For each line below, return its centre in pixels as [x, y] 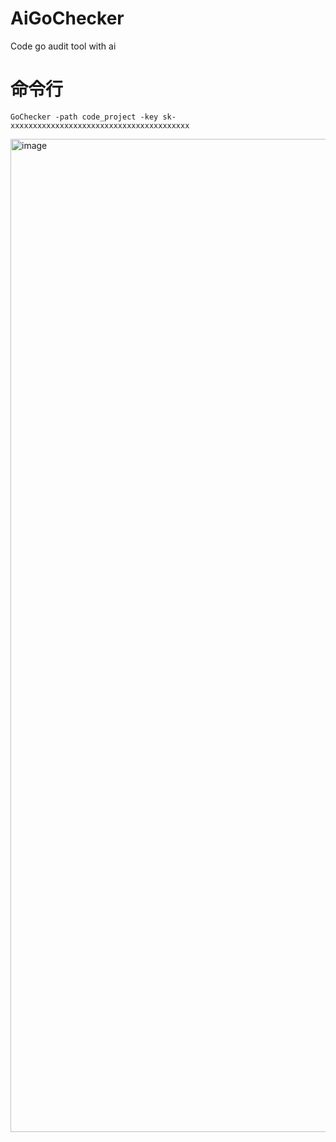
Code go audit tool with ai [63, 46]
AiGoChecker [67, 18]
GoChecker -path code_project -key [84, 117]
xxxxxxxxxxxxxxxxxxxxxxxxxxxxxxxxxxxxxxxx [100, 125]
